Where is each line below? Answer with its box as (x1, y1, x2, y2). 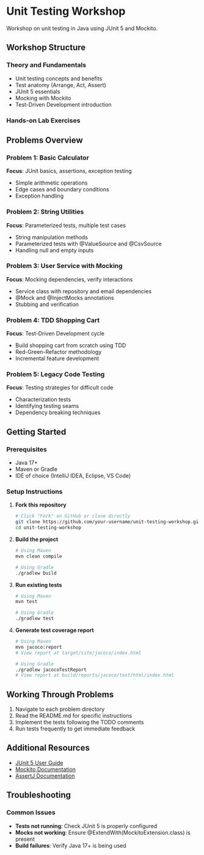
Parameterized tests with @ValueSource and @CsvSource (15, 240, 162, 247)
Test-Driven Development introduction (15, 101, 112, 108)
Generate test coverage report (15, 627, 94, 634)
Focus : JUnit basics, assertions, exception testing (6, 167, 133, 175)
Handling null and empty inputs (15, 247, 94, 254)
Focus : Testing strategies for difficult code (6, 384, 114, 391)
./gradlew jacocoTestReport (15, 667, 87, 673)
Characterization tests (15, 396, 71, 403)
